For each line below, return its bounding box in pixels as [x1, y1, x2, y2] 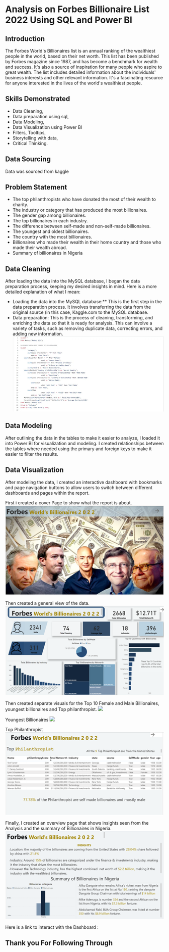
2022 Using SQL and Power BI [5, 14, 132, 26]
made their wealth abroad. [12, 245, 67, 251]
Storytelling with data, [12, 135, 58, 141]
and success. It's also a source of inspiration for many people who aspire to [5, 64, 162, 70]
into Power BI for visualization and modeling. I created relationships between [5, 440, 164, 446]
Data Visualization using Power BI [12, 124, 82, 130]
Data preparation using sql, [12, 113, 69, 119]
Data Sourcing [5, 155, 51, 164]
